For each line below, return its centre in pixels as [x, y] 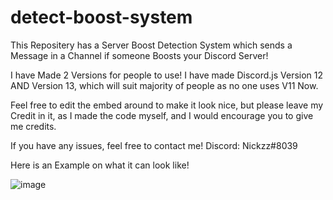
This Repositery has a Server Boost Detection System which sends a [151, 45]
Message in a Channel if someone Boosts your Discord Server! [139, 55]
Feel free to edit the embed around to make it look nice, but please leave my [167, 105]
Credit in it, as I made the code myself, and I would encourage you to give [162, 115]
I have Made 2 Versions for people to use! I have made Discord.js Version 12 [167, 75]
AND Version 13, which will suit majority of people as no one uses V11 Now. [164, 85]
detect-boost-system [101, 17]
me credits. [33, 126]
